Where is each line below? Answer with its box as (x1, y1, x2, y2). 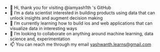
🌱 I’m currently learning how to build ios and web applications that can (9, 20, 153, 26)
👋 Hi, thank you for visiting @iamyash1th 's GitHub (9, 5, 112, 10)
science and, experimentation (9, 36, 70, 42)
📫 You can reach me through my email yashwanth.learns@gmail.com (9, 42, 152, 47)
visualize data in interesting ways (9, 26, 77, 31)
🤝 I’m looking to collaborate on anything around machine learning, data (9, 31, 154, 36)
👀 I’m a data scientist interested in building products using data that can (9, 10, 155, 16)
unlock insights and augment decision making (9, 15, 103, 21)
